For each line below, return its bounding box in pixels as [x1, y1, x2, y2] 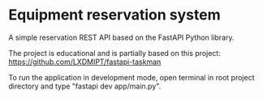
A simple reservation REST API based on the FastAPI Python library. [8, 32, 235, 42]
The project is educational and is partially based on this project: [8, 48, 221, 58]
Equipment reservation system [8, 6, 221, 24]
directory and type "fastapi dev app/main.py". [8, 81, 162, 91]
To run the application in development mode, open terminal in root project [8, 72, 255, 82]
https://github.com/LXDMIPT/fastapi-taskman [8, 57, 162, 67]
